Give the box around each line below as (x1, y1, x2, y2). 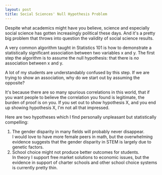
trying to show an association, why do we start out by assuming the (5, 75, 140, 80)
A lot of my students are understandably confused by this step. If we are (5, 69, 149, 75)
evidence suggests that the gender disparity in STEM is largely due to (12, 139, 152, 144)
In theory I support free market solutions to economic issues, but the (12, 154, 149, 160)
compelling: (5, 119, 29, 125)
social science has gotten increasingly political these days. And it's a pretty (5, 30, 156, 36)
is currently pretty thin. (12, 164, 58, 170)
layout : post (5, 7, 32, 12)
